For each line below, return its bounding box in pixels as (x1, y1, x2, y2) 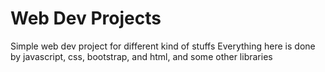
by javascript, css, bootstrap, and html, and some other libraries (10, 50, 273, 62)
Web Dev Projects (10, 7, 162, 30)
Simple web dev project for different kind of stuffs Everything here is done (10, 40, 316, 52)
